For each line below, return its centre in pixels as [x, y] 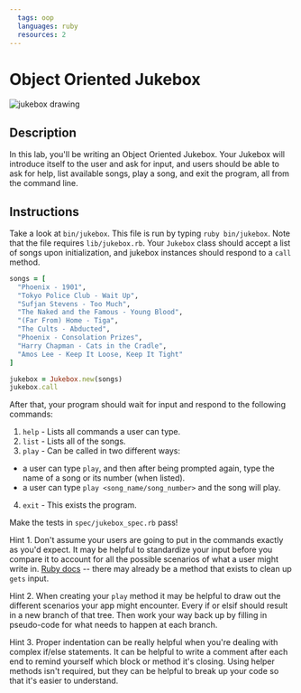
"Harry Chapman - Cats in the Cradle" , [92, 346]
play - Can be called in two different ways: [101, 451]
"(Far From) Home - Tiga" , [68, 321]
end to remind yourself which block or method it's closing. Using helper [142, 661]
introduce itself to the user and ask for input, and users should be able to [144, 164]
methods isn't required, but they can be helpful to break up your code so [144, 671]
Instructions [44, 212]
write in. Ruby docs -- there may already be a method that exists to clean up [151, 569]
